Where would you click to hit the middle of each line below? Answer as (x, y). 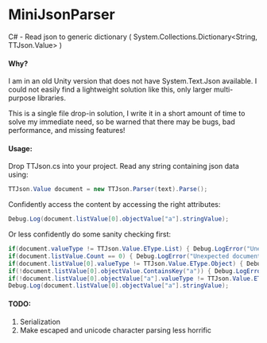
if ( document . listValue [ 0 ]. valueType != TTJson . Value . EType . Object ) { (126, 263)
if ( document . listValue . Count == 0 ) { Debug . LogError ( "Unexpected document (135, 256)
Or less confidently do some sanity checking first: (90, 234)
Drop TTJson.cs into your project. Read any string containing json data (124, 166)
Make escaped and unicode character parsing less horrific (116, 330)
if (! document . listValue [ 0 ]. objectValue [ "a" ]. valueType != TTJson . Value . (131, 279)
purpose (22, 98)
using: (18, 175)
